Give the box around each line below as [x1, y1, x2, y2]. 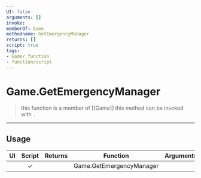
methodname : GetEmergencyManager [6, 31, 90, 37]
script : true [6, 43, 39, 49]
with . [20, 111, 36, 118]
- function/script [6, 59, 52, 65]
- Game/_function [6, 53, 50, 59]
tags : [6, 48, 20, 54]
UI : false [6, 8, 31, 15]
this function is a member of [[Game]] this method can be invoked [20, 104, 184, 111]
